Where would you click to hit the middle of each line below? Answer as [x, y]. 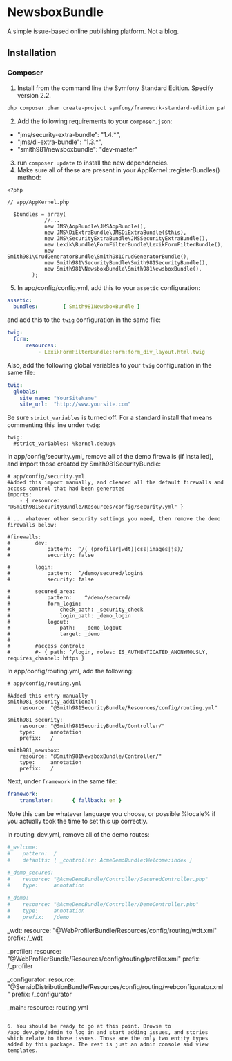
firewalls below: [32, 525]
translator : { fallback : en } [71, 801]
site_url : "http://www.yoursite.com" [75, 405]
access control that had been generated [66, 489]
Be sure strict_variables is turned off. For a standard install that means [110, 418]
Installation [32, 53]
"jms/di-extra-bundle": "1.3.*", [60, 142]
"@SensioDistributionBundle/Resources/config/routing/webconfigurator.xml [115, 986]
